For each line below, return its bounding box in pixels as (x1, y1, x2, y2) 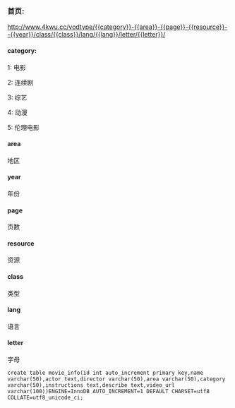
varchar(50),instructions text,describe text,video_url (7, 381, 175, 389)
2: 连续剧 (7, 78, 34, 86)
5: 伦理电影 (7, 123, 40, 131)
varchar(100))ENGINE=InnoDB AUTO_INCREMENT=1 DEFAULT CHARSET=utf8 (7, 388, 210, 395)
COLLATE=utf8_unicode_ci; (7, 394, 83, 401)
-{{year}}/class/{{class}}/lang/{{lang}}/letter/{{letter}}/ (7, 30, 166, 39)
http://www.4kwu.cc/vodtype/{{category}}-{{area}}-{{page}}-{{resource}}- (7, 23, 228, 31)
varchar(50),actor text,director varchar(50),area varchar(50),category (7, 376, 226, 383)
